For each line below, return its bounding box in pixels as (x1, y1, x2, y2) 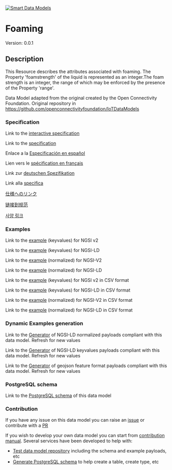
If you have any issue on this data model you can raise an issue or (5, 417, 145, 423)
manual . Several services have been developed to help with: (5, 438, 132, 444)
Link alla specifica (5, 180, 44, 186)
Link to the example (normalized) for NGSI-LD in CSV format (5, 307, 133, 313)
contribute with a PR (5, 422, 48, 429)
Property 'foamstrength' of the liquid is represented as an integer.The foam (5, 74, 164, 80)
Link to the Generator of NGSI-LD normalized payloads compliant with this (5, 332, 162, 338)
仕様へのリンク (5, 191, 37, 197)
